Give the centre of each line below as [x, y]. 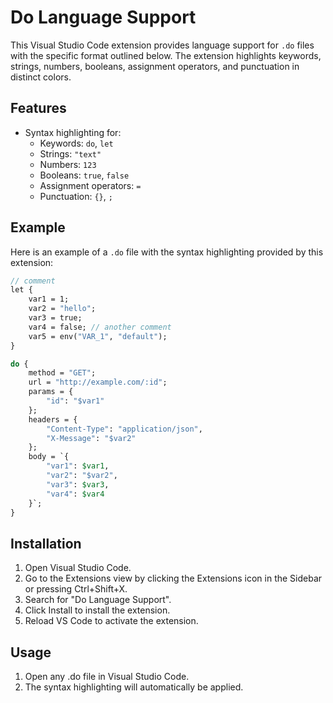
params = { [51, 392]
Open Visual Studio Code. [78, 568]
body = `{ [49, 457]
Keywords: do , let [76, 143]
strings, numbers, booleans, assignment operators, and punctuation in [155, 66]
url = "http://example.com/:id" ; [98, 382]
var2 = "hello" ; [62, 309]
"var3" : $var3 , [78, 484]
